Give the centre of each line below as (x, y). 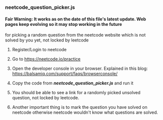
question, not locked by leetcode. (45, 98)
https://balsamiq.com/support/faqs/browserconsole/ (65, 74)
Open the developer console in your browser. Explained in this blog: (80, 69)
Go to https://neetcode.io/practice (46, 59)
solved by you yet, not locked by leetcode (47, 40)
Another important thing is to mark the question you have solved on (80, 107)
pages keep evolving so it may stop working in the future (64, 24)
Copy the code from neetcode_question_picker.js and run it (73, 83)
